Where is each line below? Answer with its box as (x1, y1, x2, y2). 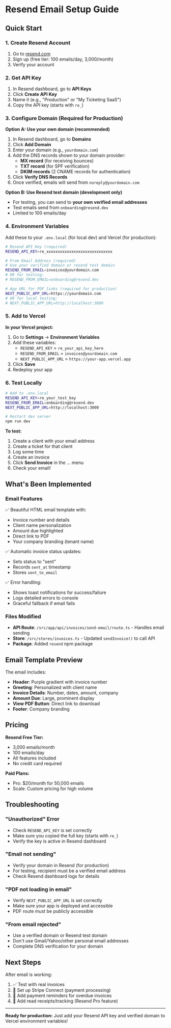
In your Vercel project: (5, 324, 53, 330)
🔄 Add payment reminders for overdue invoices (12, 992, 112, 999)
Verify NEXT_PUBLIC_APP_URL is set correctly (12, 898, 103, 904)
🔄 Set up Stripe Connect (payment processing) (12, 987, 111, 993)
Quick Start (5, 24, 42, 33)
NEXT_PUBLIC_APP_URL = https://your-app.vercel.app (20, 356, 131, 362)
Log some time (12, 449, 44, 455)
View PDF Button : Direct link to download (12, 700, 100, 707)
